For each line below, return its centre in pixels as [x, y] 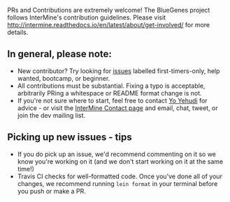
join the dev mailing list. [51, 115]
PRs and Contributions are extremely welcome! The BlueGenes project [109, 10]
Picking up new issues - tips [70, 138]
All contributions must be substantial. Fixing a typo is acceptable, [111, 86]
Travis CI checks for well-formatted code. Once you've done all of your [120, 176]
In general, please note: [59, 54]
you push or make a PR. [51, 191]
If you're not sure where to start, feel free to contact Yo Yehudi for [112, 100]
